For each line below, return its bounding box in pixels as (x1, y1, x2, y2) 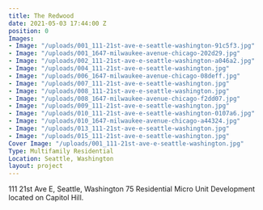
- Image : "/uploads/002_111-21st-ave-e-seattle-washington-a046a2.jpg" (8, 57, 255, 65)
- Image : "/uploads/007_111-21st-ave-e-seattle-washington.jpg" (8, 79, 230, 87)
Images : (8, 34, 35, 43)
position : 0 (8, 27, 49, 35)
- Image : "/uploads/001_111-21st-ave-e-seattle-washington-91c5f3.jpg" (8, 42, 255, 50)
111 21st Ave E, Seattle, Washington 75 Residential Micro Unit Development (8, 184, 256, 194)
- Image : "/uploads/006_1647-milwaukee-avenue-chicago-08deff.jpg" (8, 72, 241, 80)
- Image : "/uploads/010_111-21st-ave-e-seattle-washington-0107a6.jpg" (8, 110, 255, 118)
